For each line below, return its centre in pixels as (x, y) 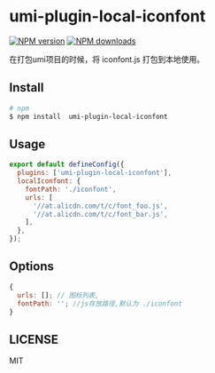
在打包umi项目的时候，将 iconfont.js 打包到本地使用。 (107, 59)
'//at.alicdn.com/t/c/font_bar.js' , (100, 214)
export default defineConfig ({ (67, 165)
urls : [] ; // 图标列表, (58, 295)
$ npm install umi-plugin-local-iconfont (88, 116)
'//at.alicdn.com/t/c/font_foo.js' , (100, 206)
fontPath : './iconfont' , (71, 189)
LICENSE (34, 339)
